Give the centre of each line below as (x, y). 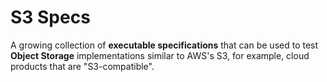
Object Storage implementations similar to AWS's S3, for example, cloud (160, 55)
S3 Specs (50, 17)
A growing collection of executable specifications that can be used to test (164, 45)
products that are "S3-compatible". (82, 66)
